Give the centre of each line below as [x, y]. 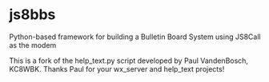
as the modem [33, 45]
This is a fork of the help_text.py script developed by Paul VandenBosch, [129, 61]
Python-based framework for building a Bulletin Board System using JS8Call [135, 37]
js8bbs [32, 15]
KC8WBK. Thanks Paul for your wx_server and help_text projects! [117, 68]
